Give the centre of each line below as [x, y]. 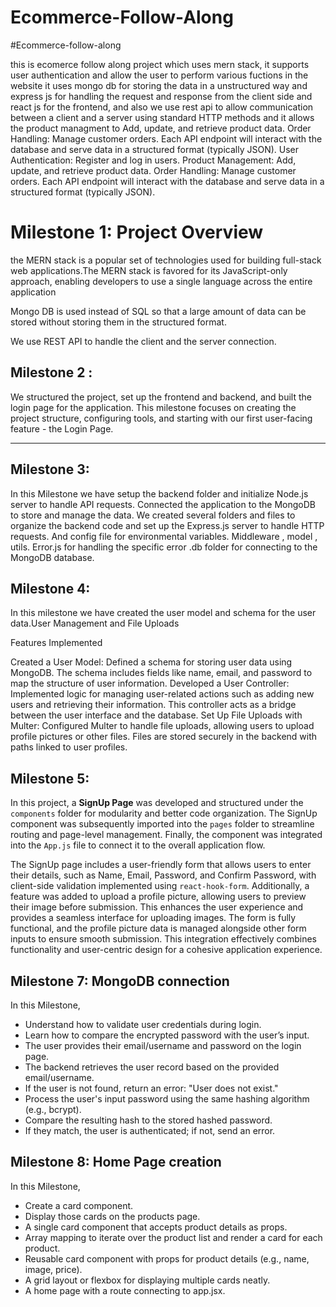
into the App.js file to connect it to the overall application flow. [138, 845]
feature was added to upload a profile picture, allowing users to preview [158, 897]
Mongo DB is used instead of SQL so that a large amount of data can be [158, 311]
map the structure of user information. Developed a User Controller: [150, 683]
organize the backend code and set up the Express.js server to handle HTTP [167, 525]
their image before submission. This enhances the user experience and [157, 907]
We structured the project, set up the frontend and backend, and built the [161, 397]
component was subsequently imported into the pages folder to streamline [162, 824]
